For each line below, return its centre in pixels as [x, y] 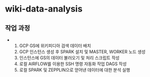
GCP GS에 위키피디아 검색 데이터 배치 [55, 46]
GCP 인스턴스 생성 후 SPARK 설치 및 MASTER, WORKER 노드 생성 [82, 52]
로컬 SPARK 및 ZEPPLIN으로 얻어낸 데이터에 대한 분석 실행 [75, 70]
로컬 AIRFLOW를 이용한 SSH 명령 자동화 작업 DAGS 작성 [73, 64]
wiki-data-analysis [44, 9]
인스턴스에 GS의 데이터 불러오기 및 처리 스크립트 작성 [69, 58]
